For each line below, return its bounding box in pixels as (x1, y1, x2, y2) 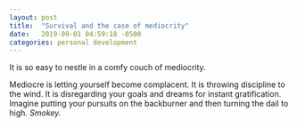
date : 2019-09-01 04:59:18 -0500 (9, 29, 142, 38)
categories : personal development (9, 37, 138, 47)
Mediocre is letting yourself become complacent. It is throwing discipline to (9, 79, 285, 90)
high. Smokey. (9, 107, 62, 118)
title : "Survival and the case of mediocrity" (9, 21, 190, 30)
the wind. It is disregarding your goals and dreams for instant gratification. (9, 89, 282, 99)
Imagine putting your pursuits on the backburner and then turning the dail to (9, 99, 289, 109)
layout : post (9, 12, 58, 22)
